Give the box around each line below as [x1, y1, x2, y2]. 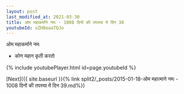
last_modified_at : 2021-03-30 [6, 14, 80, 20]
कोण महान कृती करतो [14, 53, 55, 60]
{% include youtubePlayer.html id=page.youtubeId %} [6, 64, 137, 71]
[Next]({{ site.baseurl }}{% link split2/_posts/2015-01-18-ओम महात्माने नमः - [6, 75, 179, 82]
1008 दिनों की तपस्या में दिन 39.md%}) [6, 82, 85, 89]
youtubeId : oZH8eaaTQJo [6, 25, 64, 31]
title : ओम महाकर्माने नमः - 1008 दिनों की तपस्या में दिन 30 [6, 19, 124, 25]
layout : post [6, 8, 38, 15]
